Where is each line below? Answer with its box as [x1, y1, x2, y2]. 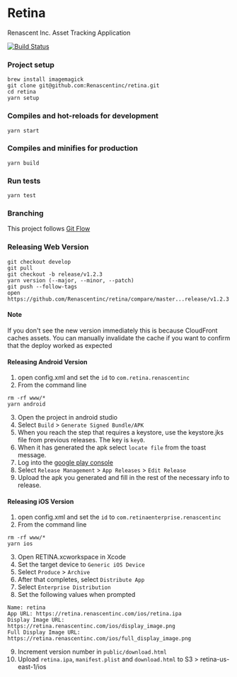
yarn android [7, 401, 46, 408]
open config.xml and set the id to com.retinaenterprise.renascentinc [17, 513, 221, 522]
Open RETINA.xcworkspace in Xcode [17, 553, 126, 561]
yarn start [7, 127, 40, 134]
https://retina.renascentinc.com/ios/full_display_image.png [7, 635, 192, 642]
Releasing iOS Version [7, 497, 74, 505]
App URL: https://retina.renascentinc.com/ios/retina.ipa [7, 610, 182, 617]
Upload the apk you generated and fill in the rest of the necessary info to [17, 474, 230, 482]
